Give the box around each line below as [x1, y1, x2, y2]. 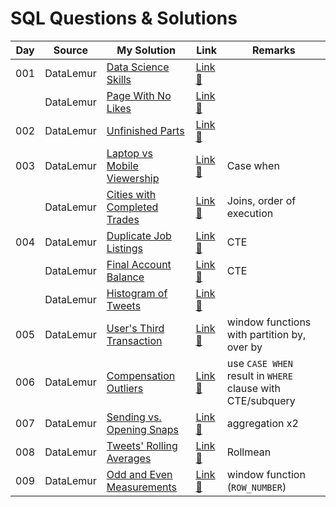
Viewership [106, 171, 160, 185]
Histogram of [106, 286, 168, 300]
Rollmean [226, 445, 272, 459]
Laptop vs [106, 146, 153, 160]
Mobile [106, 158, 139, 172]
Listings [106, 241, 144, 255]
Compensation [106, 368, 176, 382]
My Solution [116, 43, 176, 57]
